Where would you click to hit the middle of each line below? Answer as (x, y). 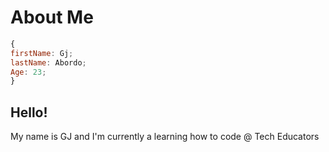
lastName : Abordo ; (48, 62)
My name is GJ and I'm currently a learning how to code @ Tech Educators (165, 137)
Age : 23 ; (28, 72)
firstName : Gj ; (42, 53)
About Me (52, 17)
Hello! (29, 112)
